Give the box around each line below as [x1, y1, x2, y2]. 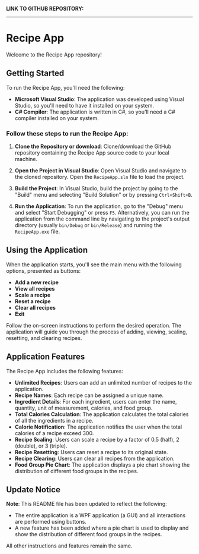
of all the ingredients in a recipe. [14, 417, 94, 424]
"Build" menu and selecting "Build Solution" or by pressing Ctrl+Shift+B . [14, 191, 192, 199]
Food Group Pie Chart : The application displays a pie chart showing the [14, 461, 190, 468]
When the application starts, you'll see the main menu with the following [6, 261, 182, 268]
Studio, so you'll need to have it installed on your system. [14, 102, 154, 109]
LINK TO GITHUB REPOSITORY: [6, 5, 84, 12]
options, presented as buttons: [6, 267, 81, 274]
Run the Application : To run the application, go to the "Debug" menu [14, 203, 184, 210]
